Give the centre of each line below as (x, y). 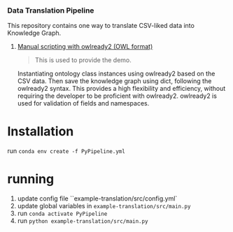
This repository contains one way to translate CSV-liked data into (101, 26)
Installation (41, 132)
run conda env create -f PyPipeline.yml (66, 151)
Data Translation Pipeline (51, 10)
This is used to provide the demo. (83, 60)
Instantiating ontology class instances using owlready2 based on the (116, 74)
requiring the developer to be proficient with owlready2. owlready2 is (117, 96)
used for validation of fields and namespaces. (83, 103)
